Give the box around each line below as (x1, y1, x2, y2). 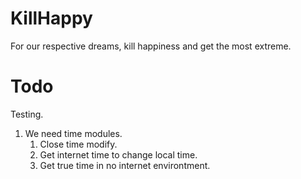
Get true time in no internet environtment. (39, 159, 211, 171)
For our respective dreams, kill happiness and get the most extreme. (10, 40, 292, 52)
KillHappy (10, 7, 93, 30)
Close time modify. (39, 138, 118, 150)
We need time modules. (24, 127, 123, 139)
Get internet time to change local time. (39, 148, 198, 161)
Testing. (10, 108, 44, 120)
